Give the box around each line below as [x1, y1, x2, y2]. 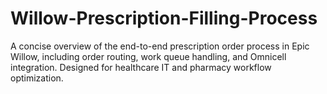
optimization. [10, 72, 64, 84]
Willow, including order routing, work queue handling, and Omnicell [10, 50, 287, 62]
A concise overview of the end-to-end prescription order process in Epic [10, 40, 310, 52]
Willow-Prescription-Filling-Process [10, 7, 318, 30]
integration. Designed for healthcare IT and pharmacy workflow [10, 61, 272, 73]
